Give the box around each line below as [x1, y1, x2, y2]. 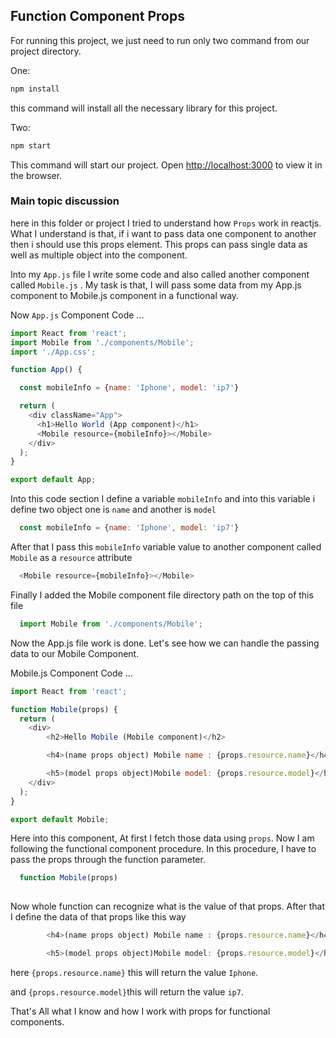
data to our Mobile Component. [10, 647, 140, 659]
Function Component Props [10, 8, 185, 25]
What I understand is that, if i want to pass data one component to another [10, 227, 317, 239]
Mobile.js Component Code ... [10, 667, 133, 679]
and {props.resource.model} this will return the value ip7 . [10, 985, 244, 998]
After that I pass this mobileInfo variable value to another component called [10, 541, 322, 553]
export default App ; [10, 475, 97, 485]
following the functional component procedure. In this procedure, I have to [10, 843, 317, 855]
